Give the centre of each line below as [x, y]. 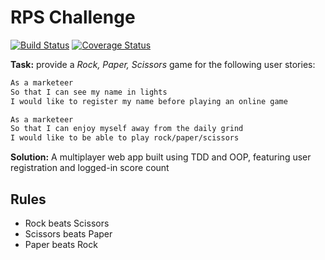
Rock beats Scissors [67, 223]
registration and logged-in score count [90, 168]
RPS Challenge [73, 17]
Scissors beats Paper [68, 234]
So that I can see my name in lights [89, 92]
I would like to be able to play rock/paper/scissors [125, 138]
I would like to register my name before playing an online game [149, 101]
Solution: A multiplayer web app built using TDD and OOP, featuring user [161, 157]
